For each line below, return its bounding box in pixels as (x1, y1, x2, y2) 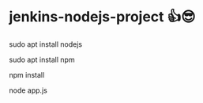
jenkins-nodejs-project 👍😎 (9, 8, 196, 26)
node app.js (9, 86, 48, 95)
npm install (9, 70, 45, 79)
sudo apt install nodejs (9, 39, 82, 49)
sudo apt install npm (9, 55, 75, 64)
